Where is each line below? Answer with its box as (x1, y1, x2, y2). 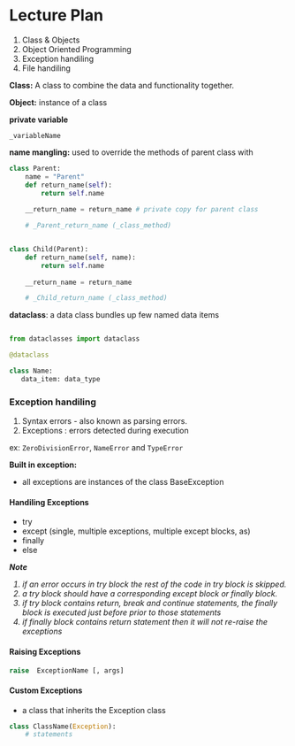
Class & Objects (21, 35, 80, 45)
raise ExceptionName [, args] (9, 665, 125, 675)
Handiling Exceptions (9, 496, 90, 507)
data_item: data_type (20, 374, 101, 383)
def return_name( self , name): (25, 253, 137, 262)
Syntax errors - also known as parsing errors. (21, 416, 188, 427)
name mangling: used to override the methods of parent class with (9, 147, 253, 158)
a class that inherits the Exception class (21, 704, 166, 715)
